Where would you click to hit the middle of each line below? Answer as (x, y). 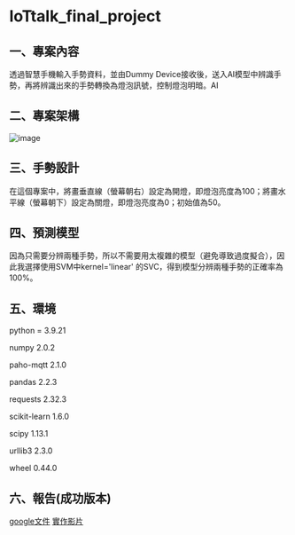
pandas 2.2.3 (33, 382)
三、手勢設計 (44, 168)
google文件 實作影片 (47, 522)
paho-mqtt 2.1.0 (38, 365)
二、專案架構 (44, 116)
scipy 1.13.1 (29, 434)
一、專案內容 (44, 51)
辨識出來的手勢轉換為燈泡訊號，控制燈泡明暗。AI (129, 85)
